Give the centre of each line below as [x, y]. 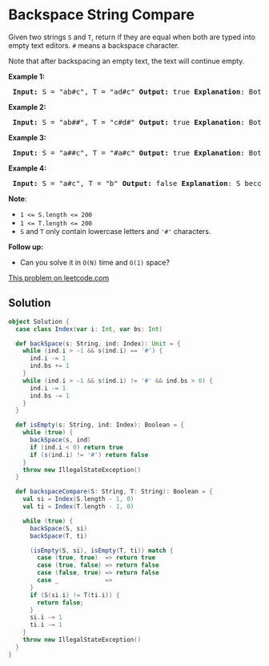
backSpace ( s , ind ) [60, 440]
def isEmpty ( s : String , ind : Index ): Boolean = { [100, 425]
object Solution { [39, 321]
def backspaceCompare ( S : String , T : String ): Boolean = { [114, 492]
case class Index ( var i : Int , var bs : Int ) [89, 329]
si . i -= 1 [46, 618]
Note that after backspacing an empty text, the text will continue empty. [126, 61]
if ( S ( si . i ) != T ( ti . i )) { [74, 595]
